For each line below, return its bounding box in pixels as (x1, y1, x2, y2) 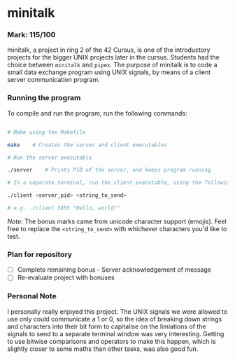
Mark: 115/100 (7, 30, 56, 40)
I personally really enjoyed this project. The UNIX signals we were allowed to (7, 307, 228, 316)
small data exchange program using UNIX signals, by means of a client (7, 68, 211, 76)
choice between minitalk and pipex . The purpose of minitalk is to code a (7, 61, 218, 69)
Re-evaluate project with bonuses (17, 273, 115, 282)
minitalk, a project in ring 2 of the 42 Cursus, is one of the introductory (7, 46, 211, 54)
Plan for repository (7, 249, 72, 259)
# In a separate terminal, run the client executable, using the (7, 179, 201, 186)
